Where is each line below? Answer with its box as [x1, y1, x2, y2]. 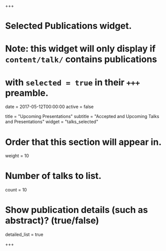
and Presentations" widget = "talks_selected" [5, 118, 99, 125]
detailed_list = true [5, 231, 43, 237]
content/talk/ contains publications [5, 53, 157, 65]
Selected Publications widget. [5, 20, 132, 31]
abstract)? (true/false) [5, 215, 99, 226]
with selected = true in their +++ [5, 76, 141, 88]
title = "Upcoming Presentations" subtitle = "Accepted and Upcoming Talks [5, 113, 160, 119]
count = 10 [5, 187, 27, 193]
